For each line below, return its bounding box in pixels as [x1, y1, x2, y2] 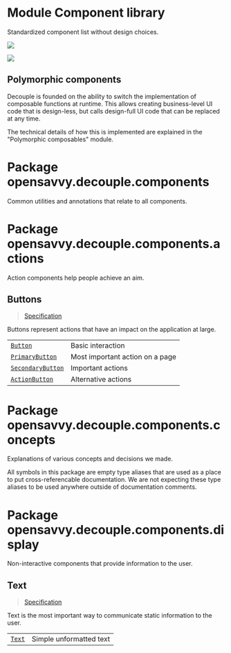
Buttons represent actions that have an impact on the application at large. [7, 325, 216, 334]
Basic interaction [70, 341, 126, 350]
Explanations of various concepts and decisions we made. [7, 455, 173, 463]
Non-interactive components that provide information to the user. [7, 560, 193, 568]
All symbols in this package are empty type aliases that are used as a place [7, 468, 221, 476]
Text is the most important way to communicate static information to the [7, 611, 212, 620]
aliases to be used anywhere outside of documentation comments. [7, 483, 197, 491]
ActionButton [10, 375, 54, 384]
